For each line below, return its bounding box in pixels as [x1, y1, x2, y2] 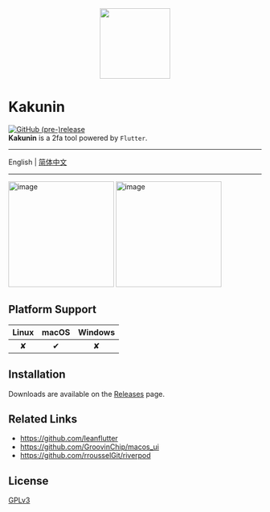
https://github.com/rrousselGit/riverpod [19, 451, 151, 460]
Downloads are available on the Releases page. [8, 389, 166, 398]
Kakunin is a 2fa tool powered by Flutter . [8, 133, 148, 142]
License [8, 474, 49, 488]
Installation [8, 368, 66, 382]
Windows [77, 326, 115, 337]
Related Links [8, 412, 78, 426]
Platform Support [8, 303, 96, 316]
